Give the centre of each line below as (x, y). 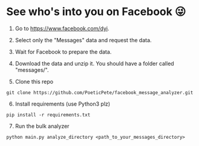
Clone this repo (34, 81)
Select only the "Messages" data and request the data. (83, 40)
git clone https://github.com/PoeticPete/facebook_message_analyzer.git (100, 92)
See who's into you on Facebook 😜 (96, 12)
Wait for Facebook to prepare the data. (63, 52)
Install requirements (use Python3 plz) (63, 104)
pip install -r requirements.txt (48, 115)
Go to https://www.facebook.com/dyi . (62, 28)
